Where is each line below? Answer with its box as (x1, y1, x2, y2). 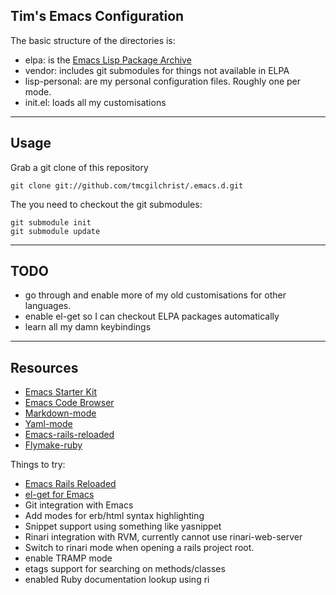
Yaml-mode (24, 418, 73, 430)
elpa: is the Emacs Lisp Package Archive (24, 54, 192, 66)
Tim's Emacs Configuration (10, 8, 185, 25)
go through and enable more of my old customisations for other (24, 289, 287, 301)
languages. (24, 300, 72, 312)
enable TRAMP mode (24, 552, 113, 564)
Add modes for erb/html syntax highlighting (24, 510, 205, 522)
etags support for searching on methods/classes (24, 563, 226, 575)
